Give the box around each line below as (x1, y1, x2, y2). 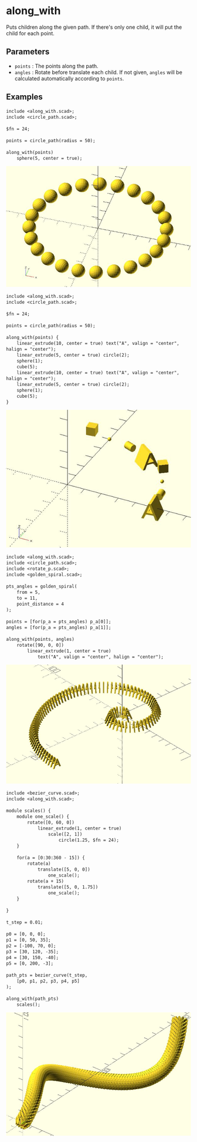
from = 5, (16, 589, 41, 595)
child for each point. (6, 29, 55, 36)
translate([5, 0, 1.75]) (37, 884, 98, 890)
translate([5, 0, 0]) (37, 866, 91, 872)
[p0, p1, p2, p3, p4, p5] (16, 978, 80, 984)
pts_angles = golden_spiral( (6, 583, 77, 589)
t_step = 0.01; (6, 919, 43, 925)
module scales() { (6, 808, 51, 814)
